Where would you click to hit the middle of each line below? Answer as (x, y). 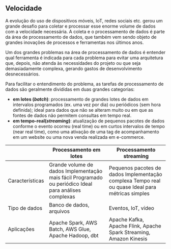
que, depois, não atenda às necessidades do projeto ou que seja (73, 63)
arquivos (60, 211)
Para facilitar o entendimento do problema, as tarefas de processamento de (84, 84)
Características (26, 181)
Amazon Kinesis (128, 238)
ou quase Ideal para (133, 187)
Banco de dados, (69, 205)
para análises (65, 190)
